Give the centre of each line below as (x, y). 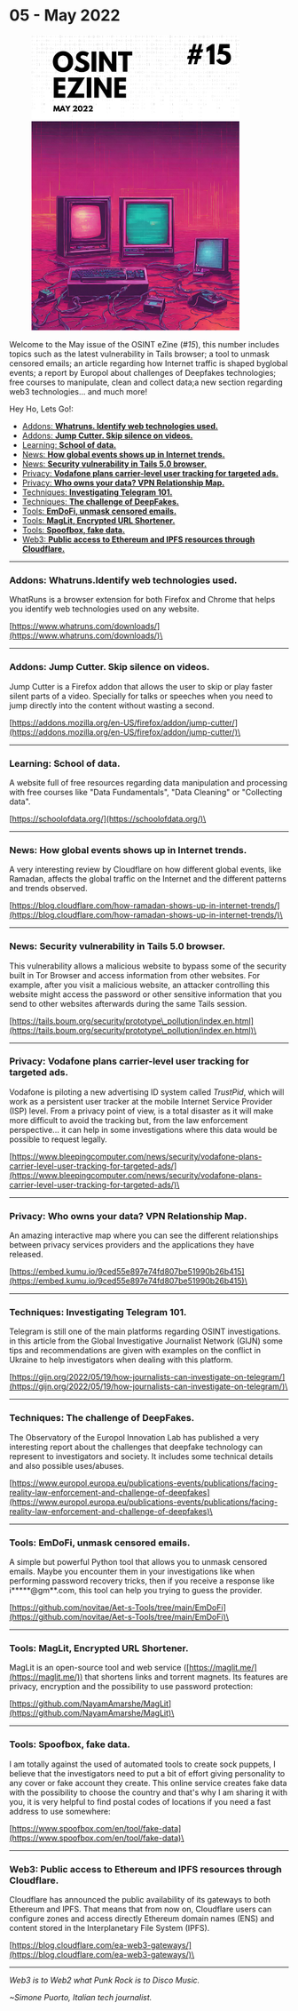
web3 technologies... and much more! (78, 392)
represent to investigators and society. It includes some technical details (141, 1456)
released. (26, 1255)
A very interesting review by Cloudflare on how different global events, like (145, 870)
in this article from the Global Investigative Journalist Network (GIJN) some (146, 1341)
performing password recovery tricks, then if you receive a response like (142, 1581)
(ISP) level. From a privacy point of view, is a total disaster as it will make (141, 1111)
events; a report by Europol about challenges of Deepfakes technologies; (143, 373)
